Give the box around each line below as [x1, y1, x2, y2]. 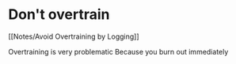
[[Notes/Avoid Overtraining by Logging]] [8, 32, 140, 41]
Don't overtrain [8, 6, 110, 24]
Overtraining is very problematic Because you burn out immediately [8, 47, 229, 56]
